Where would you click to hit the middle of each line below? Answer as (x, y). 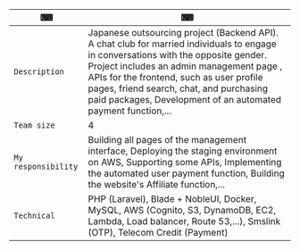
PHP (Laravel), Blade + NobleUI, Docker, (172, 199)
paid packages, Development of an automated (185, 100)
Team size (34, 125)
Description (39, 72)
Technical (34, 216)
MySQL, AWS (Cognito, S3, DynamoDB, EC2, (182, 210)
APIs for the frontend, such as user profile (175, 77)
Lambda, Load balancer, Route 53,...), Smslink (184, 221)
